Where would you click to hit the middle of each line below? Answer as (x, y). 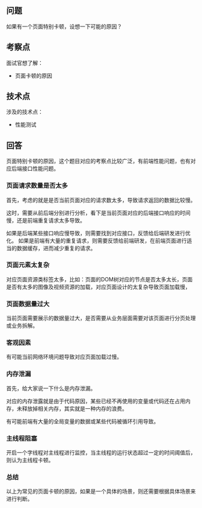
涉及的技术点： (25, 112)
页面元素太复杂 (28, 265)
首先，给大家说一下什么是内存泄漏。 (51, 388)
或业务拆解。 (22, 326)
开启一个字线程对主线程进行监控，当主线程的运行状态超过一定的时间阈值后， (101, 453)
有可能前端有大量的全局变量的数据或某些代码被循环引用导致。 (83, 421)
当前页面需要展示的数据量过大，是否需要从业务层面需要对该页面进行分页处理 (101, 318)
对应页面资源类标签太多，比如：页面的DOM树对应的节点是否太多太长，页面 (99, 279)
